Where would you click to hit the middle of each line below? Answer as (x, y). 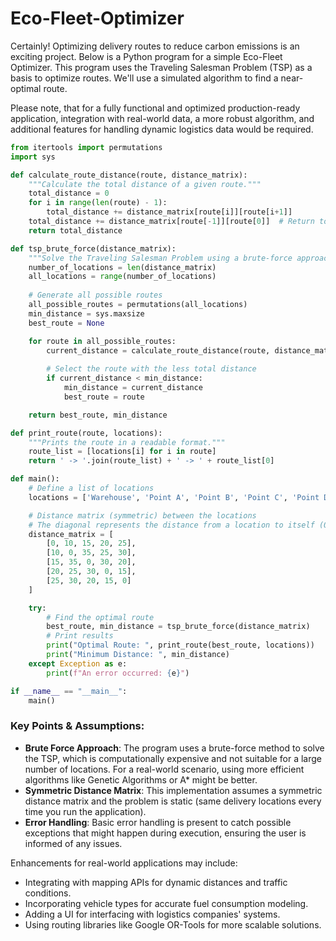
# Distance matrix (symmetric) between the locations (142, 515)
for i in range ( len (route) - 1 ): (98, 203)
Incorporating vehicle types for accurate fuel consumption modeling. (166, 903)
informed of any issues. (73, 843)
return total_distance (75, 230)
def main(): (35, 479)
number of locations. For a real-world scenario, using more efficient (164, 769)
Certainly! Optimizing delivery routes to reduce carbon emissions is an (155, 46)
